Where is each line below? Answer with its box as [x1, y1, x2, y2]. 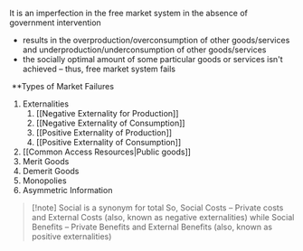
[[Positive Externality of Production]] [35, 127, 173, 138]
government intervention [9, 17, 101, 28]
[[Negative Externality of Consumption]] [35, 117, 185, 128]
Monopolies [22, 175, 67, 186]
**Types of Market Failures [11, 81, 115, 91]
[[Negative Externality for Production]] [35, 108, 179, 118]
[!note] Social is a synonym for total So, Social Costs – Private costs [31, 202, 284, 213]
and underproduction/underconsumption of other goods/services [22, 44, 267, 55]
